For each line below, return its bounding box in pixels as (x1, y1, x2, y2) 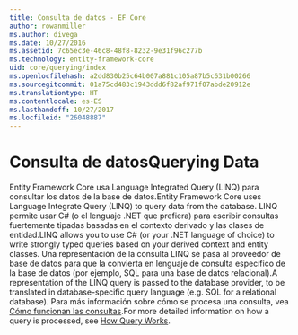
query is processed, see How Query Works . (9, 315, 171, 326)
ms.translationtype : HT (9, 88, 99, 97)
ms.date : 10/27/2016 (9, 38, 87, 48)
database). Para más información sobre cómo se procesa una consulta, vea (9, 296, 289, 307)
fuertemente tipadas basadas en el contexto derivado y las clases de (9, 220, 265, 231)
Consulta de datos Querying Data (9, 152, 259, 172)
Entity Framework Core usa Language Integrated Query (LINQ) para (9, 181, 259, 193)
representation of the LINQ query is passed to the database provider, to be (9, 278, 285, 288)
